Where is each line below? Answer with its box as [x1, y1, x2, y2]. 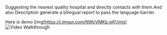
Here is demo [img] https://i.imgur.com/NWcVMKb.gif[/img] [5, 19, 127, 25]
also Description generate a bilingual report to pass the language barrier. [5, 9, 155, 15]
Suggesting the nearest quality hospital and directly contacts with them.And [5, 4, 162, 10]
